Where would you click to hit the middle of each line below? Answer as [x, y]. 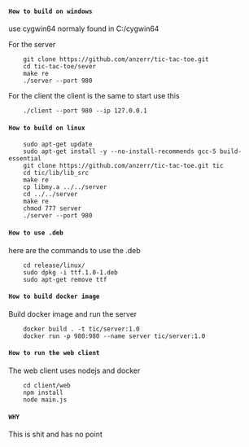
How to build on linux [47, 128]
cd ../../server [51, 195]
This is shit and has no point [56, 434]
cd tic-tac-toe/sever [59, 67]
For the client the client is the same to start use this [94, 96]
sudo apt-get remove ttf [65, 279]
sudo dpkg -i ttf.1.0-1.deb [70, 272]
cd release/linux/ [54, 265]
